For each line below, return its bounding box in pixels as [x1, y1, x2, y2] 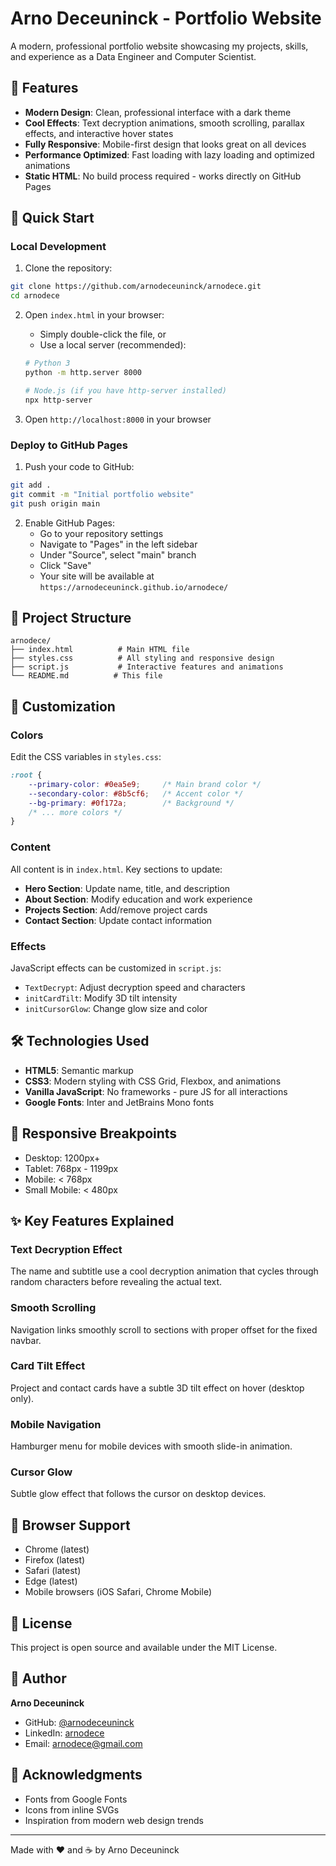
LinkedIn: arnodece [24, 1727, 105, 1739]
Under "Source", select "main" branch [39, 548, 197, 561]
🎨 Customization [10, 698, 116, 715]
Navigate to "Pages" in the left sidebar [39, 538, 198, 550]
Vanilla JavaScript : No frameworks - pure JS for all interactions [24, 1085, 288, 1097]
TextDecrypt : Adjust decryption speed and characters [24, 981, 246, 993]
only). [10, 1392, 35, 1404]
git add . [10, 480, 52, 490]
